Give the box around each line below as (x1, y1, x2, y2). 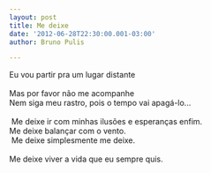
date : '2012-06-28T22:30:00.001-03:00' (9, 29, 156, 38)
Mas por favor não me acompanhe (9, 88, 135, 99)
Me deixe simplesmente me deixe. (11, 135, 136, 146)
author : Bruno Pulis (9, 37, 86, 47)
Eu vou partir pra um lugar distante (9, 70, 136, 80)
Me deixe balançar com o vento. (9, 125, 126, 137)
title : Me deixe (9, 21, 69, 30)
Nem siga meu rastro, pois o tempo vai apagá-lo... (9, 98, 192, 109)
